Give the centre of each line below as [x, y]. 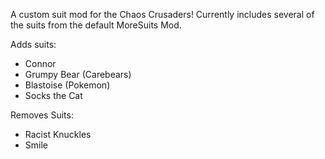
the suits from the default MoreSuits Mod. [96, 25]
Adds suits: [33, 44]
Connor [40, 63]
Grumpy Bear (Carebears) [78, 74]
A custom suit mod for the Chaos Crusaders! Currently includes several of [162, 14]
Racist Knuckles [58, 134]
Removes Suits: [42, 115]
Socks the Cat [53, 95]
